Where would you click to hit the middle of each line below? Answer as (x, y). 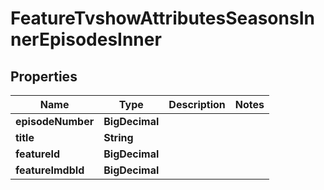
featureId (38, 154)
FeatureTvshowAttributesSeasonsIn (162, 18)
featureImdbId (50, 170)
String (118, 137)
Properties (44, 76)
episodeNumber (55, 121)
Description (197, 104)
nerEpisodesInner (86, 39)
